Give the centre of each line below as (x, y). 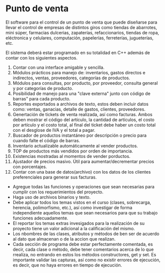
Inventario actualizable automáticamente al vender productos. (75, 146)
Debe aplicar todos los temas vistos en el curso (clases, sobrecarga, (82, 202)
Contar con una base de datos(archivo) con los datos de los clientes (82, 172)
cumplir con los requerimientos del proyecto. (58, 192)
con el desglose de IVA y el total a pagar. (54, 130)
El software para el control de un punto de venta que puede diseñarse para (82, 22)
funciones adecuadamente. (40, 218)
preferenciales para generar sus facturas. (55, 177)
